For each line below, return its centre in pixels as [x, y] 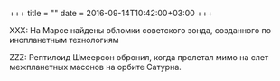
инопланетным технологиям [64, 40]
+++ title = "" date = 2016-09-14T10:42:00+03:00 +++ [112, 13]
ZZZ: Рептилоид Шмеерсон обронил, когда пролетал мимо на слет [139, 57]
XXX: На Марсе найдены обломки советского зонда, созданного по [140, 30]
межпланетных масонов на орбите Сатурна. [96, 67]
